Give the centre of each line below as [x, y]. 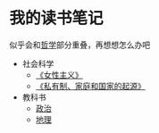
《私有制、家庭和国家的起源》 [90, 86]
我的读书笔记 [57, 18]
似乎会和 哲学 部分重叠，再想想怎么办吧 [79, 45]
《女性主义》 [59, 75]
